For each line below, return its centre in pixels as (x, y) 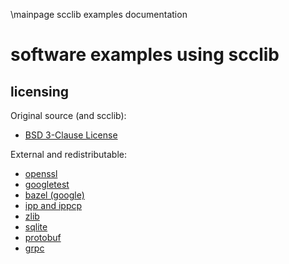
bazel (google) (54, 195)
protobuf (43, 237)
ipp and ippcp (53, 205)
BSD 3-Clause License (71, 135)
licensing (40, 91)
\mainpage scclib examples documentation (99, 14)
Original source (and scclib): (68, 115)
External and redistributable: (68, 154)
